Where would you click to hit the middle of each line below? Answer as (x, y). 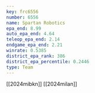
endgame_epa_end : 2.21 (34, 45)
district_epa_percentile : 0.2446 (48, 61)
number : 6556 (22, 17)
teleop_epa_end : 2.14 (33, 39)
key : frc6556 (22, 12)
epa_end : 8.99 (24, 28)
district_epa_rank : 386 (36, 56)
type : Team (20, 67)
